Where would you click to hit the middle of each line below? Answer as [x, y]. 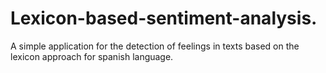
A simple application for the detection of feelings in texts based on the [155, 46]
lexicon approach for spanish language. [92, 56]
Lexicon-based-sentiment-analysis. [164, 18]
